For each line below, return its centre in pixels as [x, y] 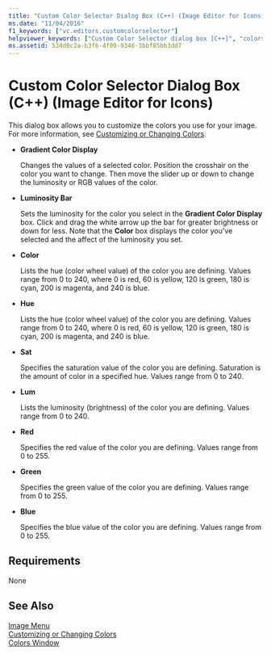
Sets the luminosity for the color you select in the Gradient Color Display [141, 214]
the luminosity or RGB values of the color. [89, 183]
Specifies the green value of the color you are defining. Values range [134, 487]
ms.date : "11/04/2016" [46, 23]
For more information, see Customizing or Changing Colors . [108, 134]
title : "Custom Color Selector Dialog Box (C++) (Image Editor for [124, 16]
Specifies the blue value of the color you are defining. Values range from [141, 527]
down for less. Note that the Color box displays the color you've [126, 231]
